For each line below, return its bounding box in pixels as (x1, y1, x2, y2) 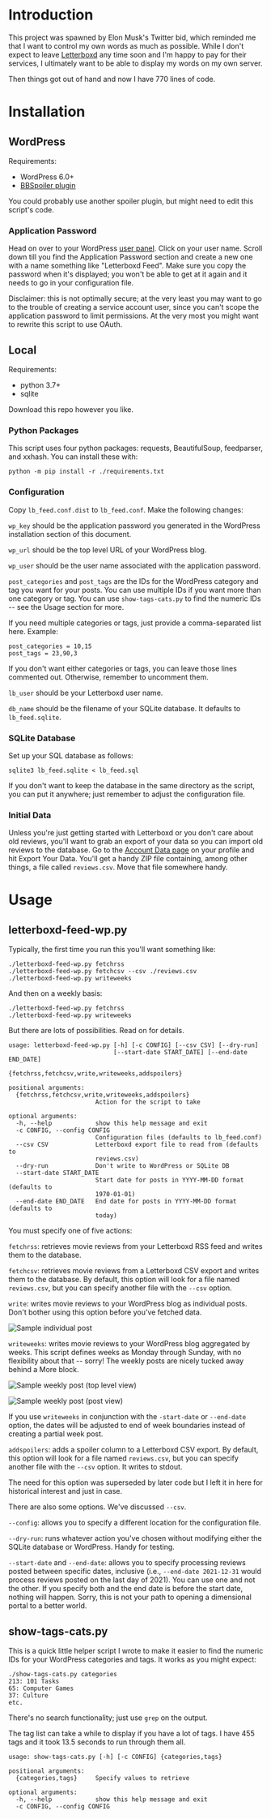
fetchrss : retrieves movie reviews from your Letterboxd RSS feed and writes (8, 1242, 263, 1251)
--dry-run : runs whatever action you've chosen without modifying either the (8, 1534, 263, 1543)
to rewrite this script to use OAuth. (8, 320, 123, 329)
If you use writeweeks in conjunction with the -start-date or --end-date (8, 1412, 247, 1422)
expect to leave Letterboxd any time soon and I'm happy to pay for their (8, 49, 247, 59)
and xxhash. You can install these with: (8, 452, 138, 461)
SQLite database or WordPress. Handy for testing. (8, 1542, 176, 1552)
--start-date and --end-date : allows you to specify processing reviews (8, 1558, 247, 1568)
